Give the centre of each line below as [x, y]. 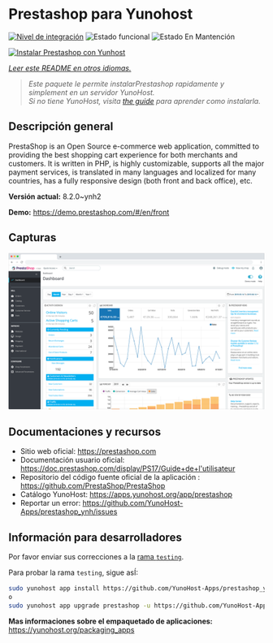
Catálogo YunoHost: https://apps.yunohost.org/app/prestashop [126, 494]
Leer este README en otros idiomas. [70, 68]
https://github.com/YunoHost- [133, 503]
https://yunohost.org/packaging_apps [71, 629]
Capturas [32, 237]
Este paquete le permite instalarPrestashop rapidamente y [126, 84]
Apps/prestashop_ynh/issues [69, 511]
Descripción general [61, 127]
